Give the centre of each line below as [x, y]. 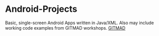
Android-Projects [41, 9]
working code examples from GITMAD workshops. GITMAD [65, 28]
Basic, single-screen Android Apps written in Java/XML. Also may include [79, 23]
